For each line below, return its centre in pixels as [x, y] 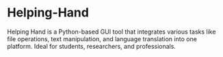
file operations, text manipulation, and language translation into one [102, 38]
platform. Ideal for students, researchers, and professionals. [92, 46]
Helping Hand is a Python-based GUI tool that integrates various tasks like [112, 32]
